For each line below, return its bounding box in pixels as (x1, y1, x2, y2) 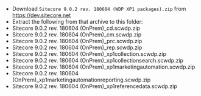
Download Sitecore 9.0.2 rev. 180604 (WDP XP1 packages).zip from (12, 5, 186, 12)
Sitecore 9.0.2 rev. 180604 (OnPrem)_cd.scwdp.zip (12, 24, 140, 32)
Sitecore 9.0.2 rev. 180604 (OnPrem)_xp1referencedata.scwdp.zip (12, 83, 178, 90)
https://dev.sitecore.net (12, 12, 71, 19)
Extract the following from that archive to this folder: (12, 18, 143, 25)
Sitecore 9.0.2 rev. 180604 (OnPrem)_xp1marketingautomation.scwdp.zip (12, 63, 196, 70)
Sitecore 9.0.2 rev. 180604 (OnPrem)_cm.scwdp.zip (12, 31, 142, 38)
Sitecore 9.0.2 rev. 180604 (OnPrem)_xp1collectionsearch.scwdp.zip (12, 57, 184, 64)
